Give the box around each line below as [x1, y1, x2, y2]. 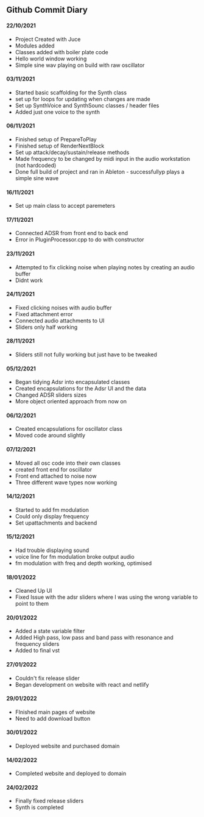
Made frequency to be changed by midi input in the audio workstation [15, 155, 191, 162]
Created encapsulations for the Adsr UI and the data [15, 385, 147, 392]
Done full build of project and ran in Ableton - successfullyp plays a [15, 168, 185, 175]
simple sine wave [15, 175, 59, 182]
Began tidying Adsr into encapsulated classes [15, 378, 130, 386]
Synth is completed [15, 804, 64, 811]
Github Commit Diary [6, 5, 88, 15]
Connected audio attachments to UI [15, 317, 105, 324]
